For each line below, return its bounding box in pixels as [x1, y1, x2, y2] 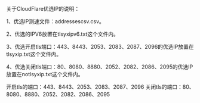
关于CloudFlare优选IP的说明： [6, 5, 80, 12]
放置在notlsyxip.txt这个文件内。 [6, 71, 84, 77]
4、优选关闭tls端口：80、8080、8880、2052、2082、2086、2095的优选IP [6, 63, 193, 70]
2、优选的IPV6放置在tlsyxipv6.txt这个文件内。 [6, 30, 119, 38]
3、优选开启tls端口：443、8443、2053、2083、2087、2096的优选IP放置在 [6, 43, 194, 50]
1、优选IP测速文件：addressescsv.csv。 [6, 18, 104, 25]
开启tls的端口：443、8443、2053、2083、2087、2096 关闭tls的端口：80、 [6, 83, 195, 90]
